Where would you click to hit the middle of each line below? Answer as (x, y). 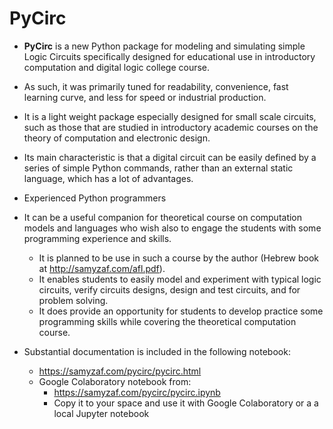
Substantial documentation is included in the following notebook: (157, 351)
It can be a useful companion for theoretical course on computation (163, 217)
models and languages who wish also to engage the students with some (172, 228)
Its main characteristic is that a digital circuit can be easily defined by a (170, 157)
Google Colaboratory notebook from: (115, 381)
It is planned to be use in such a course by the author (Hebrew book (179, 258)
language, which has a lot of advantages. (108, 178)
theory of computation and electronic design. (117, 138)
